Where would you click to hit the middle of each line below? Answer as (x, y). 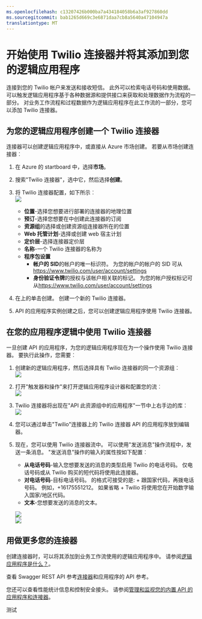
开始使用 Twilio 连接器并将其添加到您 (98, 54)
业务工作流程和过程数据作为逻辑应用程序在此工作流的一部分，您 (108, 102)
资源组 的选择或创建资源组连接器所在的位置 (77, 226)
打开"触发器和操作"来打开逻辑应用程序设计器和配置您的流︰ (88, 387)
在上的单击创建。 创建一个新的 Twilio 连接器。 (72, 298)
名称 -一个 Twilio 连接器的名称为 (63, 249)
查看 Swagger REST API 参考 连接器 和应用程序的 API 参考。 (79, 576)
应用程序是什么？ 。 (30, 564)
